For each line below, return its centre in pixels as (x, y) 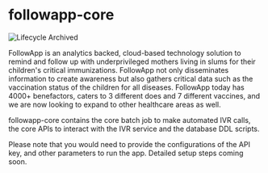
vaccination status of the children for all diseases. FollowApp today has (126, 87)
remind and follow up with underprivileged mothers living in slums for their (132, 61)
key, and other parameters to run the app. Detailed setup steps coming (126, 153)
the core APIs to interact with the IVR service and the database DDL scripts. (134, 129)
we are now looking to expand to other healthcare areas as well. (115, 104)
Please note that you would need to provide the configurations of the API (129, 144)
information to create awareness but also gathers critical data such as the (131, 78)
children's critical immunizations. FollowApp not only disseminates (119, 70)
